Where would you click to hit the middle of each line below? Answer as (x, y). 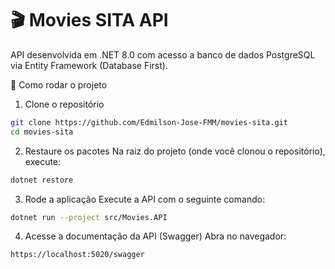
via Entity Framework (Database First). (89, 65)
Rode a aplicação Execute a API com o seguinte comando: (145, 199)
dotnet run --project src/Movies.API (89, 217)
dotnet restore (42, 180)
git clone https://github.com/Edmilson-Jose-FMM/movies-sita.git (149, 122)
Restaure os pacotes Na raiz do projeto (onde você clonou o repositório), (175, 151)
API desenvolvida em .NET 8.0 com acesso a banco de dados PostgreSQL (163, 54)
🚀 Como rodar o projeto (59, 84)
